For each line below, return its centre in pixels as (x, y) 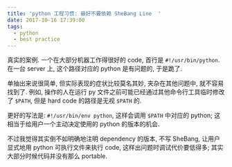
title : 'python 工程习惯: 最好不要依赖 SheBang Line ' (84, 14)
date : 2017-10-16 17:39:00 (46, 20)
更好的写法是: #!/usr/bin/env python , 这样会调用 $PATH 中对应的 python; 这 (114, 116)
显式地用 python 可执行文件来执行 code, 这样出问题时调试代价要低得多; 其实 (115, 148)
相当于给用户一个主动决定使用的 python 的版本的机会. (83, 124)
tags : (15, 26)
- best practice (37, 39)
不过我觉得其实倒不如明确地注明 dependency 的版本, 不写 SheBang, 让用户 (114, 139)
